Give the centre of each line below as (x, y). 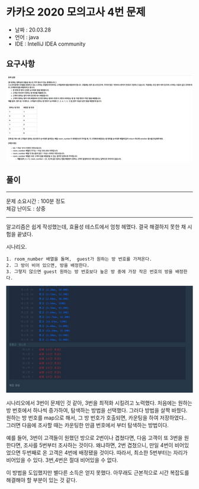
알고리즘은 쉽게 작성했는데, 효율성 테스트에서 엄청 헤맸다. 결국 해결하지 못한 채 (96, 227)
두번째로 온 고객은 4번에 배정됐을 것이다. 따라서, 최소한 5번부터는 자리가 (105, 453)
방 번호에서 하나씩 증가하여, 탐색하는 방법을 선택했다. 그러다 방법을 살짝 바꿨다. (97, 411)
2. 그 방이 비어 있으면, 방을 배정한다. (48, 265)
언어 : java (27, 37)
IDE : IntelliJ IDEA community (50, 44)
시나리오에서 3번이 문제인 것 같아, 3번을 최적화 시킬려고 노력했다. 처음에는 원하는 (99, 403)
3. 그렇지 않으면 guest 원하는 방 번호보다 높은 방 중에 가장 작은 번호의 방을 (89, 272)
